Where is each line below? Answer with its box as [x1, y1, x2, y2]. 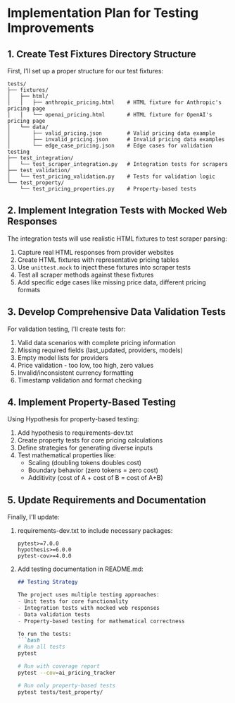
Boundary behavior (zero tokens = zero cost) [27, 466, 158, 474]
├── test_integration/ [7, 155, 74, 162]
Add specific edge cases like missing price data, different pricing [17, 277, 206, 287]
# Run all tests [17, 644, 65, 651]
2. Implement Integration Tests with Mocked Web [7, 205, 227, 217]
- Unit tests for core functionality [17, 598, 129, 605]
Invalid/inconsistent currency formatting [17, 368, 134, 377]
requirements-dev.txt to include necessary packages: [17, 527, 173, 535]
